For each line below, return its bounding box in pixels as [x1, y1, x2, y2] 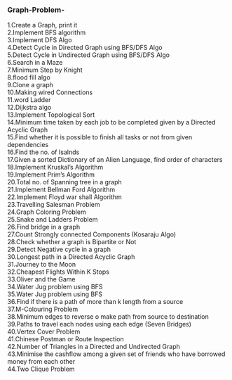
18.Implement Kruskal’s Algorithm [7, 163, 104, 172]
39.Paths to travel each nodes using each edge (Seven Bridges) [7, 320, 191, 329]
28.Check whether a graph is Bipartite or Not [7, 238, 137, 246]
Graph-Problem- [7, 5, 65, 15]
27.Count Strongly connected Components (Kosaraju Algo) [7, 230, 177, 239]
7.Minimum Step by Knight [7, 65, 83, 75]
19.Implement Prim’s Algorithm [7, 170, 95, 179]
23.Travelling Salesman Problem [7, 201, 100, 209]
